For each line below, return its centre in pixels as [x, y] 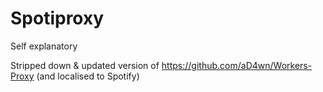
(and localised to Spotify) [88, 76]
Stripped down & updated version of [85, 65]
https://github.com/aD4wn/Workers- [237, 65]
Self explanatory [44, 46]
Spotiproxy [57, 18]
